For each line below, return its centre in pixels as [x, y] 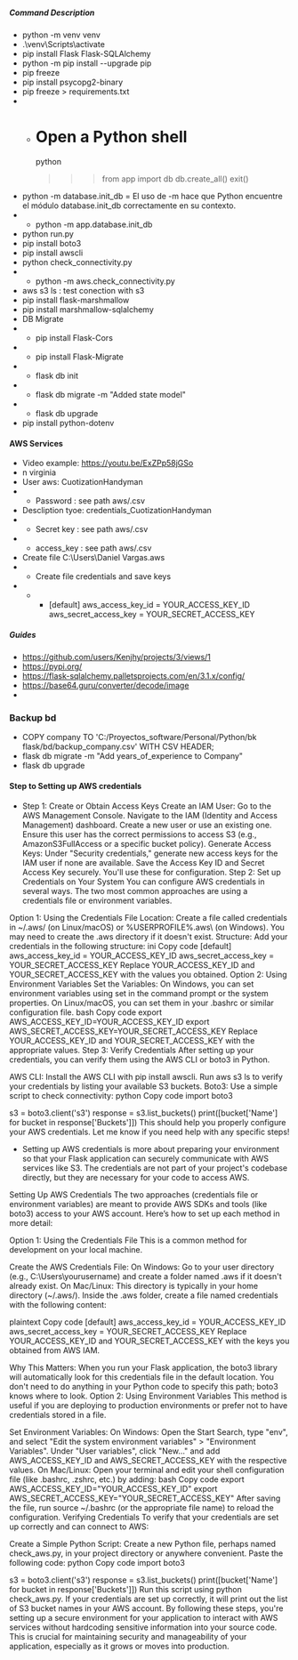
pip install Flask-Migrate [80, 357]
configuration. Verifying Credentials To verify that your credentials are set [144, 1517]
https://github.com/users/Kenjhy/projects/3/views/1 [117, 657]
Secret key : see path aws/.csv [92, 529]
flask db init [56, 375]
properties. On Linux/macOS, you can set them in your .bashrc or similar [141, 1003]
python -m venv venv [61, 35]
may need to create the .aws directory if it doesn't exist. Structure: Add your [149, 936]
